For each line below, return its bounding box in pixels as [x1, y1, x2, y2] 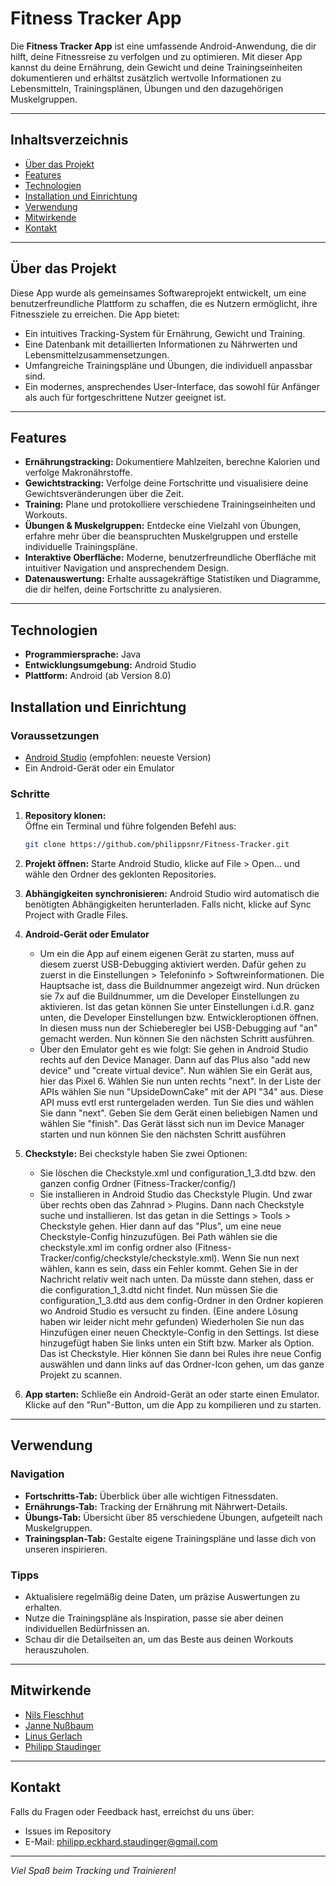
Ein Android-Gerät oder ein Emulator [24, 762, 175, 774]
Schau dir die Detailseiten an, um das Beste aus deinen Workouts [24, 1633, 294, 1646]
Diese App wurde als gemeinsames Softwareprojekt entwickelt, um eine [10, 287, 307, 299]
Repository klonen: [24, 810, 107, 822]
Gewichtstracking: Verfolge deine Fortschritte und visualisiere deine [24, 477, 309, 489]
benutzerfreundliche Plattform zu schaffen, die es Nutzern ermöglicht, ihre [10, 297, 318, 309]
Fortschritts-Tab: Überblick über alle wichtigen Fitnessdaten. [24, 1490, 279, 1502]
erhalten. [24, 1602, 63, 1614]
